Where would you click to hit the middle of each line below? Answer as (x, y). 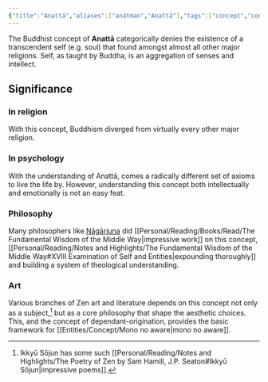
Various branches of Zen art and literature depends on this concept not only (133, 303)
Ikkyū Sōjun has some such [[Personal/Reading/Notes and (116, 352)
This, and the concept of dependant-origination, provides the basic (118, 321)
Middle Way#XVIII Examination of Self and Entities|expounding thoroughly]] (132, 256)
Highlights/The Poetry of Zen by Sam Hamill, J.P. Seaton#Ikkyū (123, 361)
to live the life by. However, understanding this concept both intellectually (129, 184)
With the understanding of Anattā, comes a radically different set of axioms (132, 176)
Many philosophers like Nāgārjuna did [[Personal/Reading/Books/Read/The (132, 231)
